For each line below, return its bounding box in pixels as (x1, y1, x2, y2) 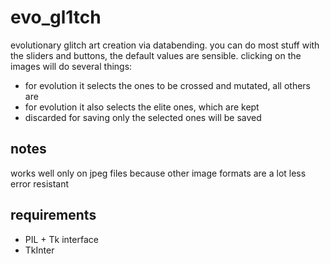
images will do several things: (10, 60, 133, 72)
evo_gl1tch (10, 6, 102, 29)
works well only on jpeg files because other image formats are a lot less (10, 167, 307, 179)
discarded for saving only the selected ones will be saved (24, 111, 262, 123)
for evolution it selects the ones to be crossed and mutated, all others (24, 79, 312, 91)
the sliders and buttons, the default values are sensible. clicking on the (10, 49, 302, 61)
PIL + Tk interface (24, 233, 99, 245)
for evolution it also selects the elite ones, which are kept (24, 101, 260, 113)
